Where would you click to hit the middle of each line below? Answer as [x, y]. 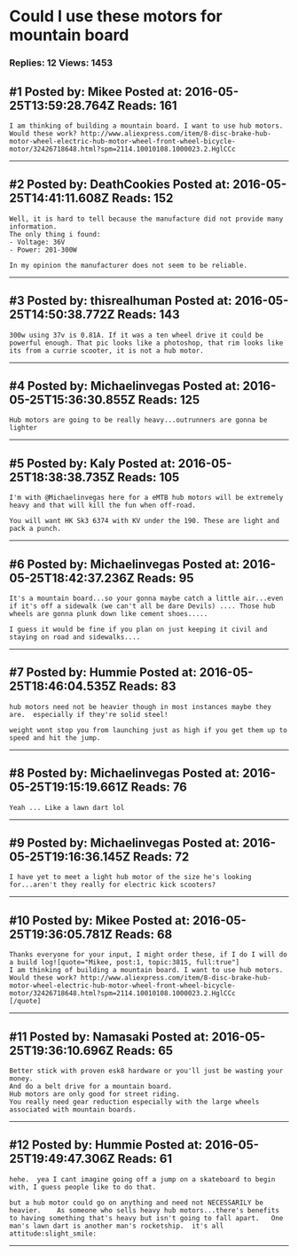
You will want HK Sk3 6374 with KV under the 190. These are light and [144, 521]
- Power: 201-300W [43, 250]
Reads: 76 [159, 787]
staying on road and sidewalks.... [75, 637]
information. [33, 226]
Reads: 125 [169, 399]
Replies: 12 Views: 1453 [61, 63]
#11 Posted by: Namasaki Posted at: [110, 1037]
